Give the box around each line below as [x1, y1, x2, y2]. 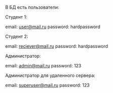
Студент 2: [5, 34, 29, 39]
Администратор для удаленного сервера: [5, 72, 96, 78]
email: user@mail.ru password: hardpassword [5, 24, 100, 30]
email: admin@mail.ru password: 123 [5, 63, 82, 68]
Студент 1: [5, 14, 28, 20]
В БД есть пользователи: [5, 5, 60, 10]
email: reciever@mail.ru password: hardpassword [5, 43, 108, 49]
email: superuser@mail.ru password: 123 [5, 82, 90, 88]
